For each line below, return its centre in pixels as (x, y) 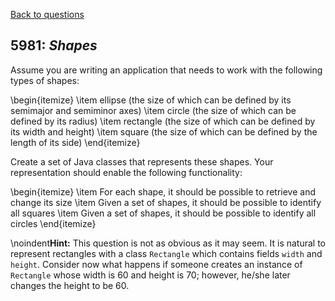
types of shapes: (45, 80)
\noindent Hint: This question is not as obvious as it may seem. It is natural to (168, 243)
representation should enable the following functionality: (126, 172)
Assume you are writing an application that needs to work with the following (166, 70)
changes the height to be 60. (70, 285)
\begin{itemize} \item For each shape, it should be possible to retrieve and (163, 191)
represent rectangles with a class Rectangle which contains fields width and (166, 253)
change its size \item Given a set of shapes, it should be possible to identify (166, 202)
